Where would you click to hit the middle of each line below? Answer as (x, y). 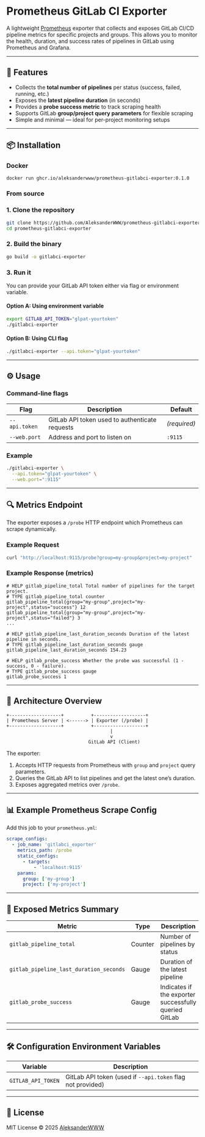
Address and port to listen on (90, 437)
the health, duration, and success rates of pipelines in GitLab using (90, 41)
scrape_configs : (27, 839)
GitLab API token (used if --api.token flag (125, 1077)
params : (27, 873)
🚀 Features (27, 72)
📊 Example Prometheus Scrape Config (82, 810)
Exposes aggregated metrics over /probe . (67, 784)
